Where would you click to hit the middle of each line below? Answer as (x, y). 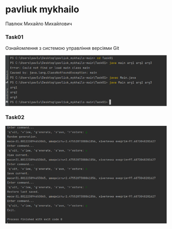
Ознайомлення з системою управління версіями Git (62, 48)
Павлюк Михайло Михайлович (39, 24)
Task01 (14, 37)
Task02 (15, 118)
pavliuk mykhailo (42, 9)
